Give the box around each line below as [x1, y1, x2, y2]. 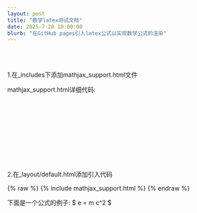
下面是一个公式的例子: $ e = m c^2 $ [7, 198, 112, 207]
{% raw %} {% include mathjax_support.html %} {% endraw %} [7, 184, 191, 193]
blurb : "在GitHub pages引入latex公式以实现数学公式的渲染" [7, 29, 167, 37]
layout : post [7, 10, 45, 17]
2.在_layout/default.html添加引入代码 [7, 170, 113, 179]
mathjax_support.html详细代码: [7, 85, 96, 94]
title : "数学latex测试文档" [7, 17, 82, 24]
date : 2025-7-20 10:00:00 [7, 23, 82, 30]
